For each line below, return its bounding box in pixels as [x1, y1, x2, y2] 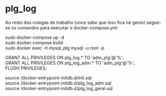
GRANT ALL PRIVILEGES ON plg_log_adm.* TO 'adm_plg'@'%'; [5, 60, 135, 66]
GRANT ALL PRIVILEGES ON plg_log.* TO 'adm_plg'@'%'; [5, 54, 124, 60]
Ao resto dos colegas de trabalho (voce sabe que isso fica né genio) [5, 19, 146, 25]
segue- [146, 19, 162, 25]
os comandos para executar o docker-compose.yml [11, 24, 118, 30]
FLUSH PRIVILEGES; [5, 65, 47, 71]
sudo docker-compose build [5, 39, 63, 45]
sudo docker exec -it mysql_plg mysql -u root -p [5, 45, 105, 51]
